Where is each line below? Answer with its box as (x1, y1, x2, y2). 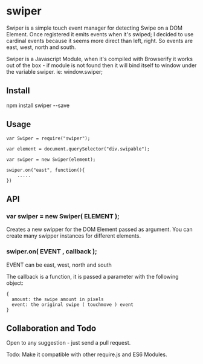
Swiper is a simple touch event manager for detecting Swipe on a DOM (6, 24, 183, 31)
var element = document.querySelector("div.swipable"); (6, 146, 150, 152)
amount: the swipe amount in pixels (11, 296, 104, 302)
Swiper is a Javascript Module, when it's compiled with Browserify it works (6, 55, 193, 62)
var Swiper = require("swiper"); (6, 135, 91, 141)
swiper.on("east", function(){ (6, 167, 85, 173)
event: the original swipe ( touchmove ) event (11, 301, 134, 308)
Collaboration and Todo (6, 323, 97, 333)
